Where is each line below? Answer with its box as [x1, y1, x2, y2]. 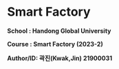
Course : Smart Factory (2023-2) [7, 40, 103, 48]
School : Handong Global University [7, 27, 111, 35]
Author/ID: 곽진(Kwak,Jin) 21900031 [7, 54, 113, 62]
